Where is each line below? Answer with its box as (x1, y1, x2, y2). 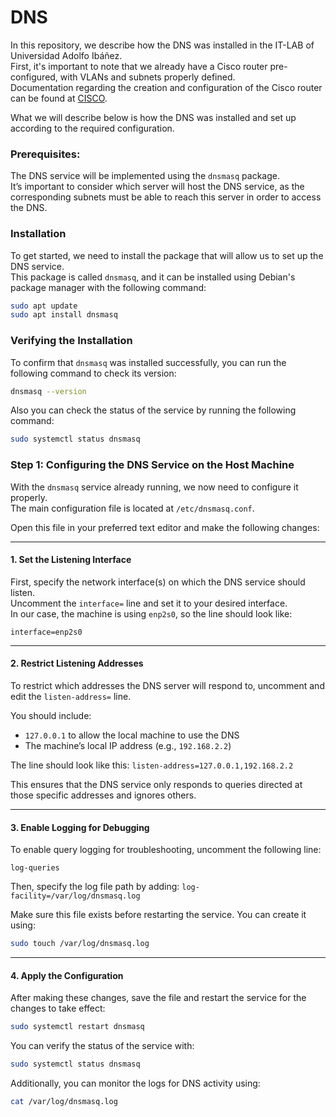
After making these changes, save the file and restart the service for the (10, 992, 307, 1004)
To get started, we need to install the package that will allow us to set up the (10, 249, 324, 261)
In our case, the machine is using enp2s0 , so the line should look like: (10, 607, 293, 620)
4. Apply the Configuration (10, 969, 124, 981)
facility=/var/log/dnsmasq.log (10, 891, 141, 901)
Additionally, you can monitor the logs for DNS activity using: (10, 1077, 261, 1090)
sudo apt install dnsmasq (10, 310, 118, 320)
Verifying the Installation (10, 334, 133, 348)
